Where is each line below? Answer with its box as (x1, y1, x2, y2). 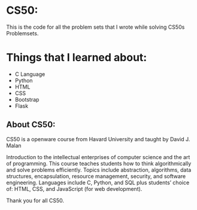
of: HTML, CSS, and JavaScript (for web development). (6, 185, 143, 192)
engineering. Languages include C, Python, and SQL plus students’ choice (6, 179, 190, 186)
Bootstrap (14, 96, 40, 103)
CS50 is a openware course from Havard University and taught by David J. (6, 135, 190, 142)
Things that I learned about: (6, 51, 147, 65)
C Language (14, 70, 46, 78)
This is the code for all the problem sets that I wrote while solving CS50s (6, 23, 185, 31)
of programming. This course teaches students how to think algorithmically (6, 160, 192, 167)
